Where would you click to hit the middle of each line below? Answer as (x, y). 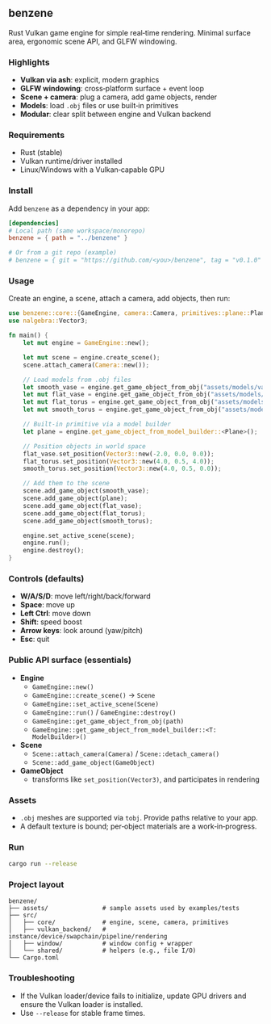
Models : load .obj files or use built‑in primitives (99, 106)
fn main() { (28, 336)
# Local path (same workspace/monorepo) (77, 231)
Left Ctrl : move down (55, 614)
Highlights (29, 62)
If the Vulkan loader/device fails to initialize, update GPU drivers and (133, 996)
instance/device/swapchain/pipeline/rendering (88, 937)
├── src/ (23, 916)
